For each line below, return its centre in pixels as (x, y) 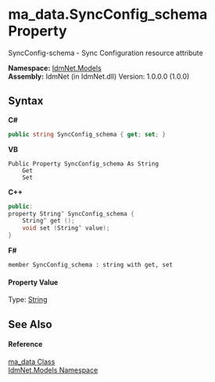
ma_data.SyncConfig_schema (108, 15)
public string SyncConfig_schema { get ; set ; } (87, 134)
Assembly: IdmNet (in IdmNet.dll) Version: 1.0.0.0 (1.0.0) (99, 76)
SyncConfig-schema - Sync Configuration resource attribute (106, 53)
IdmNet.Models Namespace (53, 369)
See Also (30, 324)
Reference (25, 344)
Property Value (33, 282)
